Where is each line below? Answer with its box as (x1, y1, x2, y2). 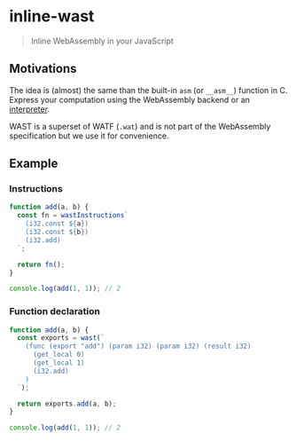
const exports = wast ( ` (17, 334, 105, 343)
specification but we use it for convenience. (9, 130, 169, 141)
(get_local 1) (32, 358, 86, 367)
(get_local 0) (32, 350, 86, 359)
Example (9, 156, 58, 171)
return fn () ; (17, 260, 66, 269)
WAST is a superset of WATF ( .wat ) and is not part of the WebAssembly (9, 121, 271, 131)
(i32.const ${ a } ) (25, 219, 90, 228)
